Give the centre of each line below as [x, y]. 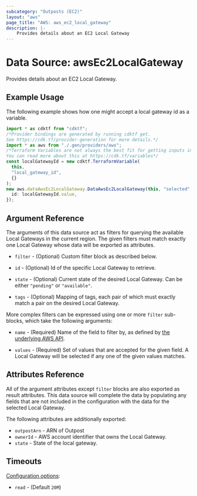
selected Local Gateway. [36, 408]
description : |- [26, 28]
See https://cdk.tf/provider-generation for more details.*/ [82, 140]
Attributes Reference [45, 375]
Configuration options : [33, 475]
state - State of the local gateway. [56, 443]
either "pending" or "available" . [53, 285]
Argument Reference [45, 218]
